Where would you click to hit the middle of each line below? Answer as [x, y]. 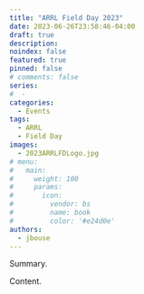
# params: [36, 188]
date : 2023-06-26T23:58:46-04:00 [72, 26]
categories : [32, 102]
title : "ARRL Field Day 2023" [67, 18]
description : [34, 43]
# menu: [24, 162]
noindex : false [38, 52]
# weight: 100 [44, 178]
